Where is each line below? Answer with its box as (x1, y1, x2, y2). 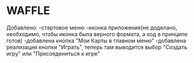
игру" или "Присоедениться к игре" (6, 50, 100, 57)
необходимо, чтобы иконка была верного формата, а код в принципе (6, 30, 188, 37)
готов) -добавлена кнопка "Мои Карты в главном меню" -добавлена (6, 37, 187, 44)
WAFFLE (6, 4, 50, 18)
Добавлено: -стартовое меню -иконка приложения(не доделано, (6, 24, 177, 31)
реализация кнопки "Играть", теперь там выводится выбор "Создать (6, 43, 188, 51)
